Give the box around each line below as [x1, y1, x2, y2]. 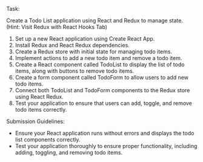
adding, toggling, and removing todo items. [15, 149, 123, 156]
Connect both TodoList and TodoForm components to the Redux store [15, 87, 190, 93]
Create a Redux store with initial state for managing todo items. [15, 48, 173, 55]
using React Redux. [15, 93, 64, 100]
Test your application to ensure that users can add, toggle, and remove [15, 100, 193, 107]
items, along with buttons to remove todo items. [15, 67, 135, 75]
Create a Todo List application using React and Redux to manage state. [6, 17, 184, 24]
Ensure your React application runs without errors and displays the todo [15, 130, 195, 137]
